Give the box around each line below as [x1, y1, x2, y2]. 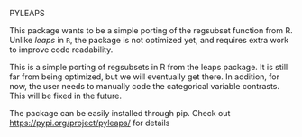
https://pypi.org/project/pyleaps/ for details [9, 117, 170, 128]
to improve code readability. [9, 44, 114, 55]
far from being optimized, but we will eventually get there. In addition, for [9, 71, 279, 82]
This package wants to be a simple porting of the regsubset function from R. [9, 25, 293, 35]
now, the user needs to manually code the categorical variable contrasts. [9, 81, 280, 91]
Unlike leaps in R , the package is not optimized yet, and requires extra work [9, 35, 289, 45]
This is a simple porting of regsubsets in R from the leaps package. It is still [9, 62, 288, 72]
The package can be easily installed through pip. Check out [9, 108, 231, 118]
